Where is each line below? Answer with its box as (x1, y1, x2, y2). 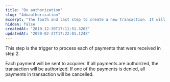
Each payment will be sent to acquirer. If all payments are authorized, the (5, 61, 159, 66)
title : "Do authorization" (5, 7, 63, 13)
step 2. (5, 50, 20, 57)
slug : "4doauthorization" (5, 12, 60, 17)
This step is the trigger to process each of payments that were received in (5, 45, 161, 51)
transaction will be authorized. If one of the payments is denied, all (5, 66, 145, 72)
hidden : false (5, 21, 36, 27)
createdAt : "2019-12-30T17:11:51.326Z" (5, 26, 90, 32)
